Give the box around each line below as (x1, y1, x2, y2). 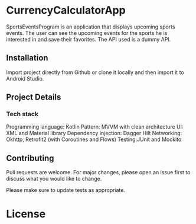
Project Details (6, 92, 61, 103)
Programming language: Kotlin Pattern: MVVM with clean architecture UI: (6, 123, 184, 130)
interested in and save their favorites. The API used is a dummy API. (6, 36, 171, 43)
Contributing (6, 153, 54, 163)
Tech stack (6, 110, 38, 119)
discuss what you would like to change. (6, 175, 102, 183)
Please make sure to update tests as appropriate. (6, 187, 126, 194)
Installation (6, 53, 48, 63)
